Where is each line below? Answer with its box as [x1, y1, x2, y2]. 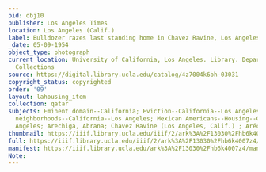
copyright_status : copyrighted [8, 78, 112, 86]
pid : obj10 [8, 11, 44, 20]
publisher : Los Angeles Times [8, 19, 108, 27]
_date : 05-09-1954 [8, 41, 69, 49]
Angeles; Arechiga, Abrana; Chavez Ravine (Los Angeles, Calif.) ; [15, 122, 243, 130]
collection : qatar [8, 100, 69, 108]
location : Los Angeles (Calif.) [8, 26, 115, 34]
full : [8, 136, 26, 145]
